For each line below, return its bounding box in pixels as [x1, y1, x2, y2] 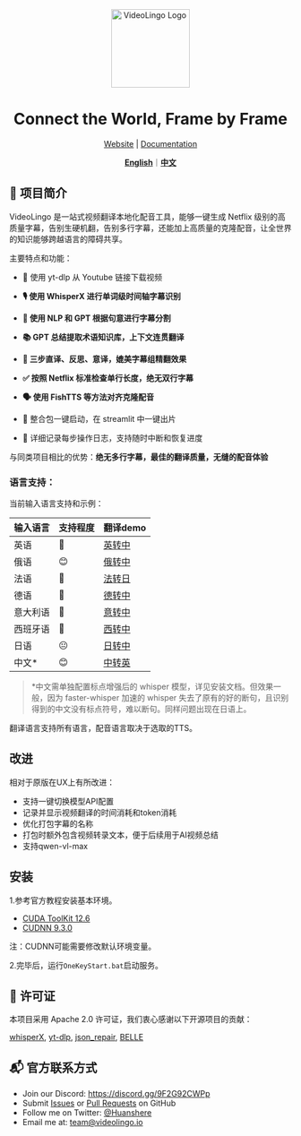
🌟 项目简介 [9, 185, 67, 201]
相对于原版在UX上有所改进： [9, 777, 115, 787]
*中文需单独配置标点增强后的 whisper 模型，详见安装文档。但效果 [30, 681, 274, 693]
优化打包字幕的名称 [21, 818, 94, 829]
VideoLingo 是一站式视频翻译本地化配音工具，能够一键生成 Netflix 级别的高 [9, 211, 287, 222]
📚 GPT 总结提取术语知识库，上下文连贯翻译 [21, 331, 185, 342]
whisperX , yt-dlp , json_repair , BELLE [9, 1032, 144, 1043]
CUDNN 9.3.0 [21, 922, 73, 933]
